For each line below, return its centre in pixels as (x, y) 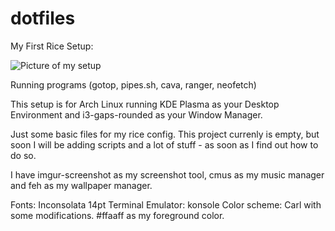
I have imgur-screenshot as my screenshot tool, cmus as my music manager (167, 174)
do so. (23, 155)
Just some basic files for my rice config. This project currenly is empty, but (165, 134)
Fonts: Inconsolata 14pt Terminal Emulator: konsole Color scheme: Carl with (166, 204)
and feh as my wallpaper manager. (81, 185)
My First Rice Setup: (52, 46)
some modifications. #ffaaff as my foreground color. (117, 215)
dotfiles (43, 18)
